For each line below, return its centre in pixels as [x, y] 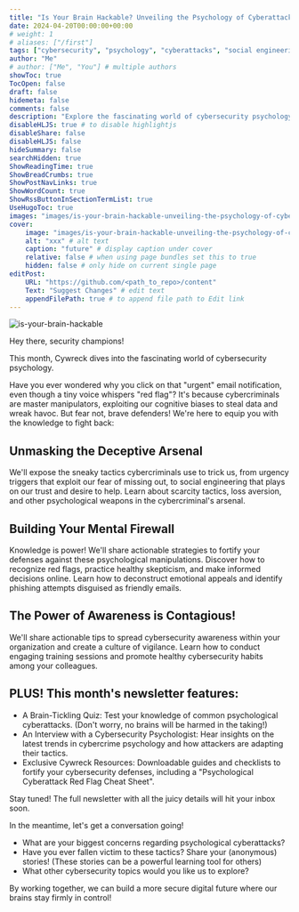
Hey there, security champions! [67, 341]
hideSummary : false [45, 149]
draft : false [33, 92]
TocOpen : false [37, 84]
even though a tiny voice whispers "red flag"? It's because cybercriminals [145, 395]
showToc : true [36, 76]
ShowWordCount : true [48, 191]
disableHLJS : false [45, 141]
